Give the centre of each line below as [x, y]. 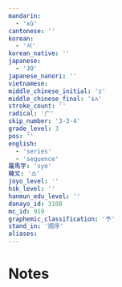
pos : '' [21, 136]
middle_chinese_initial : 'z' [57, 91]
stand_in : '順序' [36, 226]
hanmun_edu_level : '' [45, 196]
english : [23, 143]
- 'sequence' [37, 158]
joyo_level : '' [34, 181]
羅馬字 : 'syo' [30, 167]
